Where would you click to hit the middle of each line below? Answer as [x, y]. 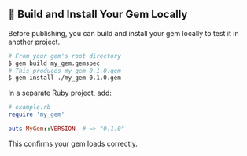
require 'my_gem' [37, 114]
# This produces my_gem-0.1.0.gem [65, 71]
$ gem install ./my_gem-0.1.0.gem [65, 78]
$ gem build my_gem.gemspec [54, 63]
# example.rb [29, 107]
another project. [34, 42]
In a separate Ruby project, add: [60, 93]
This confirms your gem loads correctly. [73, 143]
